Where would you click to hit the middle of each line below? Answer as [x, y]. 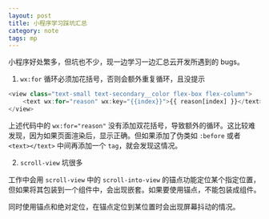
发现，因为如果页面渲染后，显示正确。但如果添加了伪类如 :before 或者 [124, 135]
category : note [34, 30]
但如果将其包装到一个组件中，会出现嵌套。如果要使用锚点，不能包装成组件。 [134, 189]
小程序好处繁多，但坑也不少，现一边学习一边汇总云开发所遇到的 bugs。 [126, 62]
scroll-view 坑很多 [51, 162]
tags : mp [23, 38]
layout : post [30, 16]
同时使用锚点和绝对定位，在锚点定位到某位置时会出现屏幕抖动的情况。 [124, 206]
